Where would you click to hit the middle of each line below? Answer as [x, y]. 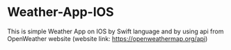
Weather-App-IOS [61, 12]
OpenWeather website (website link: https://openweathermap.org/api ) [107, 38]
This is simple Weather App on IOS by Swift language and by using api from [115, 31]
